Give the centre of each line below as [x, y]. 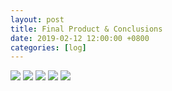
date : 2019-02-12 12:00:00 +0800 [80, 38]
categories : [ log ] [48, 47]
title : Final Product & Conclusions [86, 29]
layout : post [37, 19]
